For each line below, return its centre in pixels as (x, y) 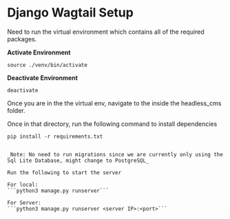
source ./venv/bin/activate (48, 65)
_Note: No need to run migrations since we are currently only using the (115, 154)
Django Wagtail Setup (71, 13)
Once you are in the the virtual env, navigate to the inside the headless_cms (114, 103)
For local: (23, 185)
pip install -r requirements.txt (55, 136)
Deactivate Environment (42, 78)
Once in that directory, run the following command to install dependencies (112, 124)
